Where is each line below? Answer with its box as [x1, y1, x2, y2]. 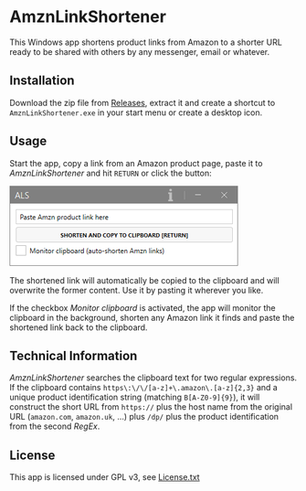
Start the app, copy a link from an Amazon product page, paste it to [9, 157, 263, 168]
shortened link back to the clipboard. [9, 322, 148, 333]
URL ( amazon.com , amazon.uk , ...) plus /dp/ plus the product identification [9, 411, 280, 422]
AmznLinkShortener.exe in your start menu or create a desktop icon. [9, 107, 263, 118]
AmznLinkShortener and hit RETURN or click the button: [9, 167, 212, 178]
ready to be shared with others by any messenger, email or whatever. [9, 46, 270, 57]
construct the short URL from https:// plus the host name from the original [9, 401, 293, 412]
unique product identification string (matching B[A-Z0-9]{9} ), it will [9, 391, 260, 403]
